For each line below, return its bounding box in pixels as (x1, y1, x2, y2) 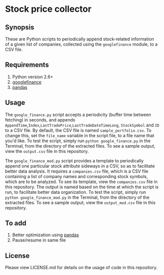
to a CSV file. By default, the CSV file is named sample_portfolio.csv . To (5, 127, 152, 133)
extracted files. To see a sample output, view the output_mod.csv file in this (5, 199, 156, 205)
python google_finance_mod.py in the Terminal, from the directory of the (5, 194, 150, 200)
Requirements (5, 61, 49, 69)
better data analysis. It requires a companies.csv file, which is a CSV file (5, 168, 148, 174)
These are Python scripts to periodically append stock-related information (5, 36, 154, 42)
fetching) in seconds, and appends (5, 117, 75, 122)
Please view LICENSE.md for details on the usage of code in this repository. (5, 265, 158, 271)
